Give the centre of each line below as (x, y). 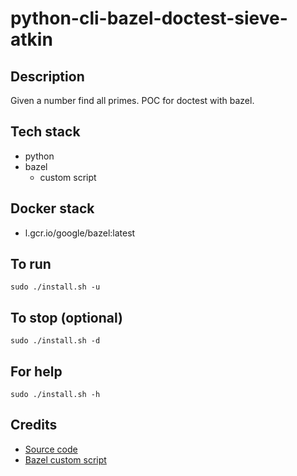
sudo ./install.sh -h (55, 395)
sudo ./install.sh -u (55, 287)
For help (36, 371)
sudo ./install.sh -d (55, 341)
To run (31, 264)
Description (47, 76)
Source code (51, 449)
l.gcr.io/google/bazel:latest (80, 233)
